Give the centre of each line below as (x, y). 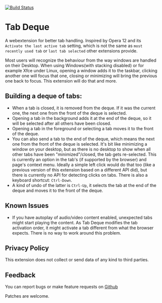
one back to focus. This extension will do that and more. (61, 81)
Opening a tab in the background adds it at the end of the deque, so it (82, 118)
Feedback (20, 275)
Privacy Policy (27, 248)
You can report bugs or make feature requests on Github (61, 287)
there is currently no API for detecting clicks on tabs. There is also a (80, 175)
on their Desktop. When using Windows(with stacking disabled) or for (74, 65)
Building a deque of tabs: (44, 96)
